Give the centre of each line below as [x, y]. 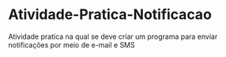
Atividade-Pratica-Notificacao [110, 15]
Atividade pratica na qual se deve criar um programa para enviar [113, 36]
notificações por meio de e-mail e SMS [72, 44]
